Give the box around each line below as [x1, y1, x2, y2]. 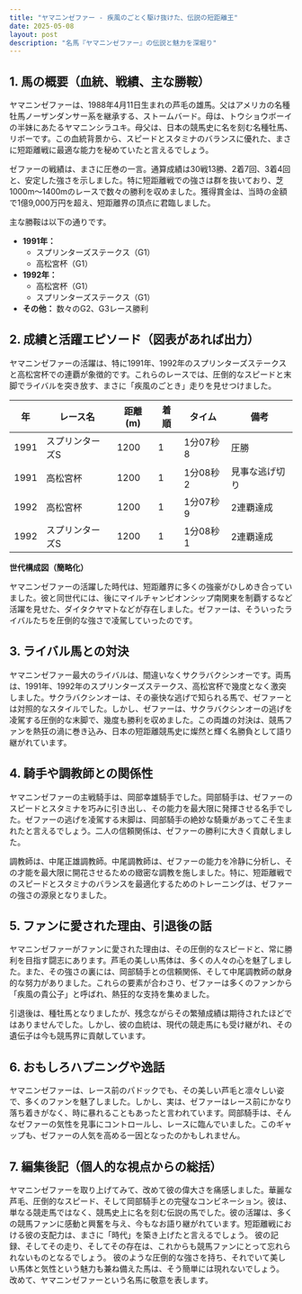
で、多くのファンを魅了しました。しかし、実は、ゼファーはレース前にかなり [9, 1096, 292, 1108]
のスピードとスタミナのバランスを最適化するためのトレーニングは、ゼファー [9, 878, 293, 889]
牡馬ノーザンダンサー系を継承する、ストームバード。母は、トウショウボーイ [9, 111, 293, 122]
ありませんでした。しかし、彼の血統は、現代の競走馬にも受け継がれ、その [16, 1019, 293, 1030]
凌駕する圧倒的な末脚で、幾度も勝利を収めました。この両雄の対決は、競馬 [9, 714, 285, 725]
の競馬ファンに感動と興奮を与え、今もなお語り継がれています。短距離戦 [9, 1217, 277, 1229]
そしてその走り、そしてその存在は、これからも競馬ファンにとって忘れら [24, 1240, 291, 1252]
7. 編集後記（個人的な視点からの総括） [9, 1159, 222, 1174]
